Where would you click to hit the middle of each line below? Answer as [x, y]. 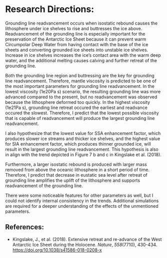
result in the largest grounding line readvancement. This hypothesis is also [82, 149]
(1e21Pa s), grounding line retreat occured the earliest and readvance [76, 107]
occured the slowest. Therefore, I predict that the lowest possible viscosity [82, 113]
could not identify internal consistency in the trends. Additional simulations [82, 201]
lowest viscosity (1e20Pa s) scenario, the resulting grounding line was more [83, 91]
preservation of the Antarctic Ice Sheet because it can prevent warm [76, 39]
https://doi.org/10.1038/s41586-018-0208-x [57, 250]
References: [24, 227]
